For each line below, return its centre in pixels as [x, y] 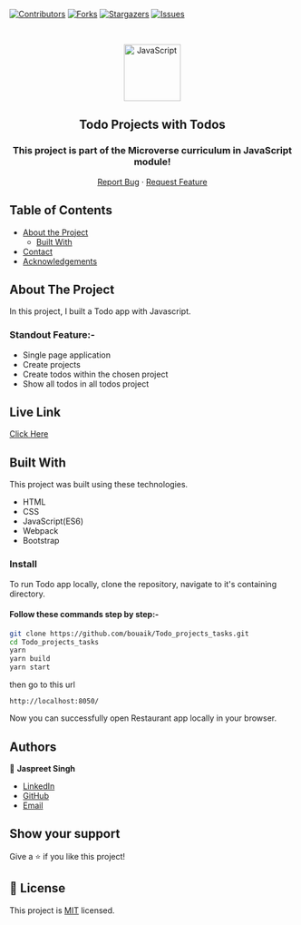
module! [152, 162]
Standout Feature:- [52, 335]
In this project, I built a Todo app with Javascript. [101, 311]
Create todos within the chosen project [95, 374]
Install [24, 565]
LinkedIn [39, 786]
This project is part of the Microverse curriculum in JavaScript [152, 151]
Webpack [40, 531]
